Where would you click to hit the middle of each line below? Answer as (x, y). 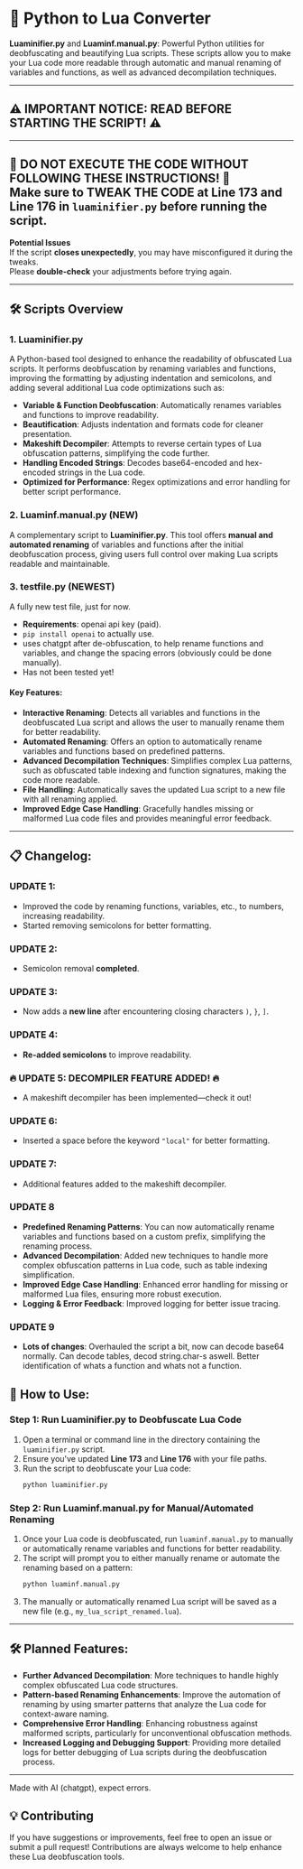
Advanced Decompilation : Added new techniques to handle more (145, 1255)
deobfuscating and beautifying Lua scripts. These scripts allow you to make (150, 52)
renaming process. (57, 1246)
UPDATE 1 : (32, 887)
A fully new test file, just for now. (70, 606)
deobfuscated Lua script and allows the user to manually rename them (153, 722)
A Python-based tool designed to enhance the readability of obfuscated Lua (151, 359)
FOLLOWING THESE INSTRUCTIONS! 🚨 (120, 178)
